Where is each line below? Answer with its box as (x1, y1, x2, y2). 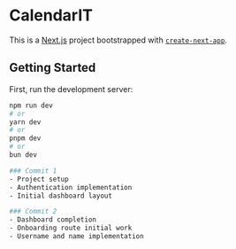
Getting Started (9, 60, 96, 75)
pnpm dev (9, 134, 42, 143)
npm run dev (9, 101, 53, 110)
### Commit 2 (9, 207, 57, 216)
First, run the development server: (9, 83, 133, 94)
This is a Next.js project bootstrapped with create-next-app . (9, 35, 228, 45)
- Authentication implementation (9, 183, 133, 191)
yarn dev (9, 117, 42, 127)
